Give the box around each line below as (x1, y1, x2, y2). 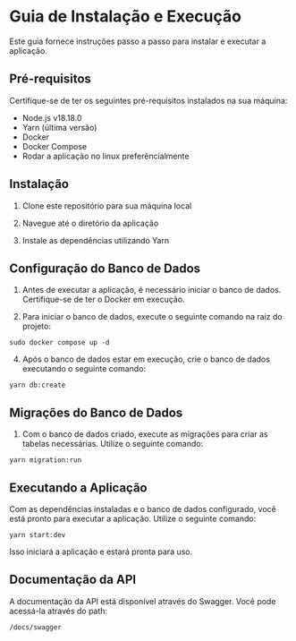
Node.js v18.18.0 (21, 112, 82, 123)
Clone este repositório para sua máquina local (21, 200, 192, 211)
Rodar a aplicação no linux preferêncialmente (21, 150, 190, 161)
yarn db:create (9, 380, 66, 390)
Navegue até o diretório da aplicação (21, 218, 159, 228)
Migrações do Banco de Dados (9, 405, 183, 420)
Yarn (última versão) (21, 122, 97, 132)
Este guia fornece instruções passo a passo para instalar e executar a (9, 36, 266, 47)
